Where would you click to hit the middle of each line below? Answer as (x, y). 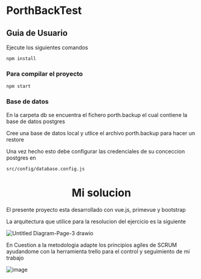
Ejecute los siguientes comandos (47, 47)
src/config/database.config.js (46, 169)
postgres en (21, 158)
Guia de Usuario (37, 33)
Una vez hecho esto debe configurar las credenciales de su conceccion (96, 151)
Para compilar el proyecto (45, 73)
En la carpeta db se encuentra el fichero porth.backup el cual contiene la (97, 115)
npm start (19, 86)
